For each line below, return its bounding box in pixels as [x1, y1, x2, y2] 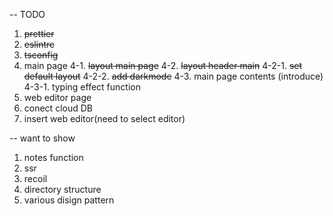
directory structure [23, 184, 102, 195]
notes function [23, 152, 84, 163]
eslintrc [23, 39, 56, 50]
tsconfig [23, 49, 59, 61]
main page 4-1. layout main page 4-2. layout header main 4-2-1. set [23, 60, 303, 71]
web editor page [23, 92, 92, 103]
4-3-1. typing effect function [23, 81, 141, 93]
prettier [23, 28, 55, 39]
